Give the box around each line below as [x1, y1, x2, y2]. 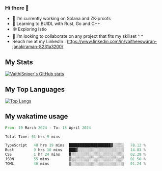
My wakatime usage [5, 112, 68, 121]
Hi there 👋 [5, 4, 29, 11]
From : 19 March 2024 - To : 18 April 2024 [5, 125, 91, 130]
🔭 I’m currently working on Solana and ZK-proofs [12, 16, 111, 22]
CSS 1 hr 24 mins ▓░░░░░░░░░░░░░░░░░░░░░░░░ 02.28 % [5, 152, 146, 157]
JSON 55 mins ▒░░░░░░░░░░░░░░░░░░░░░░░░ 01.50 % [5, 157, 146, 162]
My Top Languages [5, 85, 65, 94]
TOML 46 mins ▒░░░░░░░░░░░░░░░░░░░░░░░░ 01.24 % [5, 161, 146, 166]
